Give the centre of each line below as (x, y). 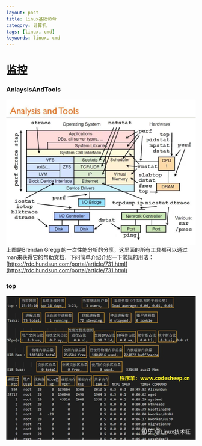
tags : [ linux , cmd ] (31, 32)
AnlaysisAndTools (34, 90)
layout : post (23, 13)
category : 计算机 (26, 25)
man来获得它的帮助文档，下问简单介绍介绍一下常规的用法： (80, 257)
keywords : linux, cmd (33, 38)
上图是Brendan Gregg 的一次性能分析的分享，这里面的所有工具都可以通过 (97, 250)
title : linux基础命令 (32, 19)
